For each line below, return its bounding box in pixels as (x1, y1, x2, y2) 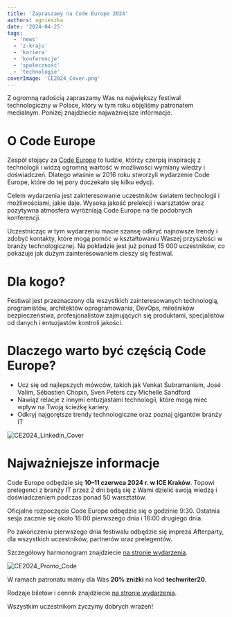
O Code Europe (7, 133, 96, 149)
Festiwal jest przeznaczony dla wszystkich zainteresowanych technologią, (7, 297, 220, 305)
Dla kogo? (7, 274, 66, 289)
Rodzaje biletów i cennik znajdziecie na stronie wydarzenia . (7, 589, 177, 598)
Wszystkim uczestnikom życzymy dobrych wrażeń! (7, 602, 154, 611)
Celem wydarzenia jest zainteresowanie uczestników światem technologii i (7, 192, 220, 200)
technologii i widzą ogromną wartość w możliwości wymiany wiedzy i (7, 163, 206, 172)
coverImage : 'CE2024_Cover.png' (7, 74, 100, 82)
